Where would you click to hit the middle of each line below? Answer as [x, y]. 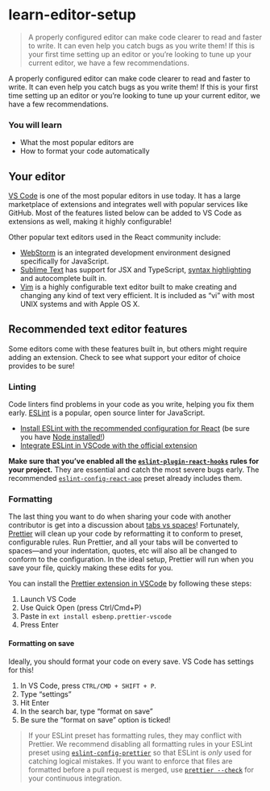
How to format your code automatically [85, 151]
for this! [21, 669]
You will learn [35, 125]
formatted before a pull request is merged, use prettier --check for [141, 769]
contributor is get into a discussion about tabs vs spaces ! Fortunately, [124, 525]
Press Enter [39, 625]
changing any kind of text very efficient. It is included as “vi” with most [137, 296]
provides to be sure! [42, 366]
